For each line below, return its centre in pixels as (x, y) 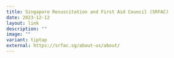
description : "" (27, 29)
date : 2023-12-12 (28, 18)
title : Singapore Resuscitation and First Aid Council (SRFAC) (88, 12)
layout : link (23, 23)
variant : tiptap (27, 40)
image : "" (19, 34)
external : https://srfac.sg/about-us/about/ (63, 46)
